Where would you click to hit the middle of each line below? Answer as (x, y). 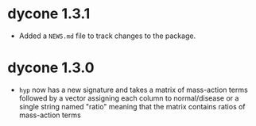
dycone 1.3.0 (51, 68)
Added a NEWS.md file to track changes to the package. (107, 36)
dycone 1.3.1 (49, 14)
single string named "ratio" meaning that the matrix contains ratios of (132, 106)
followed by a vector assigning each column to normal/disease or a (129, 98)
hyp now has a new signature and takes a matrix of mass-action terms (133, 90)
